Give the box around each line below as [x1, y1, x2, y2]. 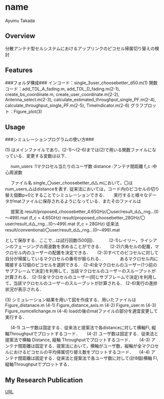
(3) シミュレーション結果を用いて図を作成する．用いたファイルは [5, 297, 136, 303]
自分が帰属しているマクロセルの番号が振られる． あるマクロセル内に [5, 256, 159, 262]
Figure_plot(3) [13, 108, 43, 114]
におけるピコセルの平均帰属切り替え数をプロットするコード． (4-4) [9, 349, 150, 355]
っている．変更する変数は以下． [5, 153, 70, 159]
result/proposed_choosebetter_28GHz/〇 [62, 215, 145, 221]
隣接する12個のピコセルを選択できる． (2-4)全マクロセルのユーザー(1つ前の [5, 262, 158, 268]
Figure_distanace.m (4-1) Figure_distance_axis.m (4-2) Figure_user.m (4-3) [5, 303, 157, 308]
